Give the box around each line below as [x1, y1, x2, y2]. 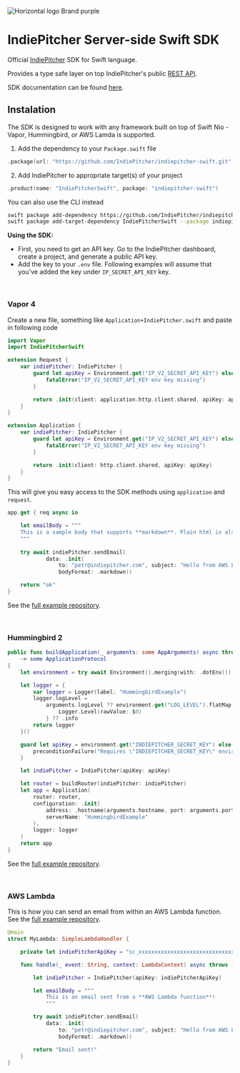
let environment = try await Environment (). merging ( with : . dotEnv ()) [20, 669, 232, 676]
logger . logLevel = [33, 695, 88, 702]
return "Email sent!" [33, 1046, 98, 1053]
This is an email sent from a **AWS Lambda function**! [45, 994, 216, 1001]
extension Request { [7, 356, 69, 364]
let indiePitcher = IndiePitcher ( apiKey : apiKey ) [20, 767, 171, 774]
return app [20, 840, 53, 847]
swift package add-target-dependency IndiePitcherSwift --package [7, 218, 209, 225]
